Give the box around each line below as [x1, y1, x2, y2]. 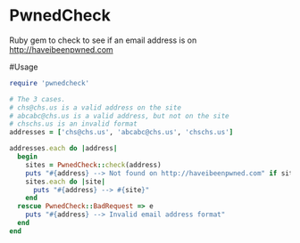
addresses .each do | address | [9, 144, 118, 153]
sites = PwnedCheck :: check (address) [25, 160, 162, 169]
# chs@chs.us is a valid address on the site [9, 103, 181, 112]
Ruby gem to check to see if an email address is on [9, 35, 197, 45]
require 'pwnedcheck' [9, 78, 90, 87]
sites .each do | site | [25, 177, 105, 186]
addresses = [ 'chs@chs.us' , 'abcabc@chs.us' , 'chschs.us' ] [9, 128, 234, 137]
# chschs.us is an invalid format [9, 119, 138, 129]
